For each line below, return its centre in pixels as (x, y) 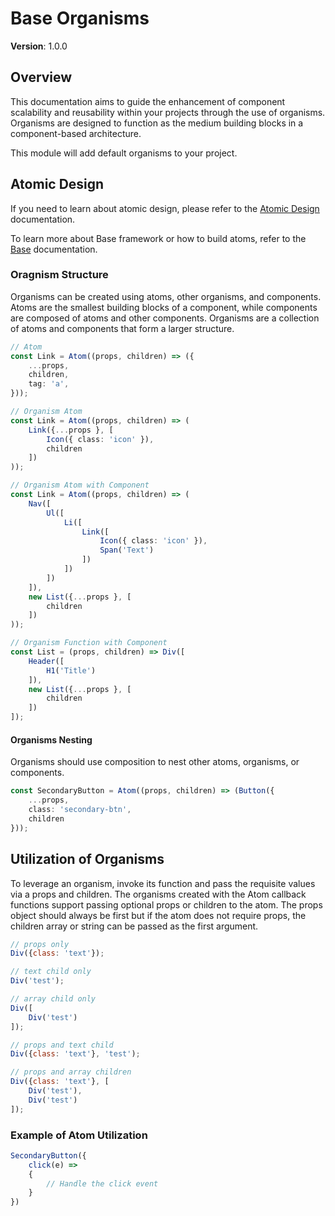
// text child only (51, 972)
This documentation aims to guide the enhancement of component (148, 101)
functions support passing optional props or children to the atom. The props (166, 904)
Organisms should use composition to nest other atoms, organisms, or (155, 762)
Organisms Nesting (51, 739)
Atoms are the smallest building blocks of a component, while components (164, 307)
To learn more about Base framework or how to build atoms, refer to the (158, 238)
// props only (40, 944)
